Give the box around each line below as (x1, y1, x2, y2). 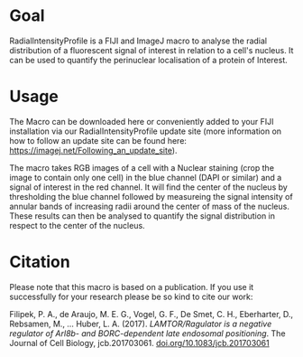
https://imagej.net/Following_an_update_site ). (9, 145, 178, 155)
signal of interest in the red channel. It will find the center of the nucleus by (9, 182, 289, 193)
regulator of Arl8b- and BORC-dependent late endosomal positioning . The (9, 327, 286, 339)
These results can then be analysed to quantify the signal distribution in (9, 210, 276, 221)
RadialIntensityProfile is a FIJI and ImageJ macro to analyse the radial (9, 35, 268, 46)
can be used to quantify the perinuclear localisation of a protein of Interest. (9, 54, 288, 65)
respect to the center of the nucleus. (9, 220, 146, 230)
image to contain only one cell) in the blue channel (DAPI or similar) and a (9, 172, 282, 183)
